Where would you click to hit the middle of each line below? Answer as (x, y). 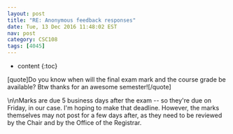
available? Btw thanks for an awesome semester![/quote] (89, 87)
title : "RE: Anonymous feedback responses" (72, 20)
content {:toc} (37, 66)
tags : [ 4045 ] (26, 46)
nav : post (22, 33)
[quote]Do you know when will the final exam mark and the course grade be (116, 80)
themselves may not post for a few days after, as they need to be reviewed (115, 115)
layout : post (26, 14)
